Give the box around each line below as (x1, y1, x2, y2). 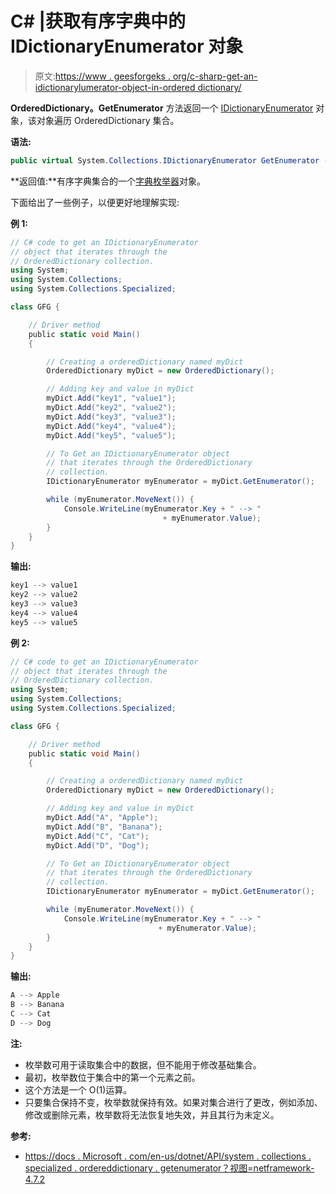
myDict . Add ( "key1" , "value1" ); (46, 393, 177, 404)
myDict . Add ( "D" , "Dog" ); (46, 840, 150, 851)
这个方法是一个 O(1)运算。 (24, 1083, 133, 1096)
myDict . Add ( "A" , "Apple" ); (46, 813, 159, 823)
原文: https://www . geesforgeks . (34, 70, 171, 82)
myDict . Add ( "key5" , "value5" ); (46, 430, 177, 441)
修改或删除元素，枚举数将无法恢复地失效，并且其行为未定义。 (24, 1108, 280, 1121)
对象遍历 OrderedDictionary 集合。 (36, 114, 180, 126)
